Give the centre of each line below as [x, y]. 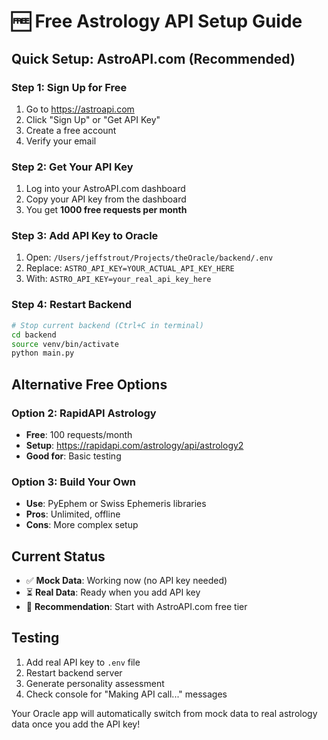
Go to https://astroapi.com [80, 109]
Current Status [58, 556]
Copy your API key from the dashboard [106, 199]
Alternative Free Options [89, 384]
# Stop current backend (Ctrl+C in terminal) [107, 325]
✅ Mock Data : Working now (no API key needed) [126, 581]
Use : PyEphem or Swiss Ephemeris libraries [116, 504]
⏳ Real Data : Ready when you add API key [113, 592]
